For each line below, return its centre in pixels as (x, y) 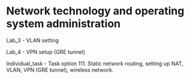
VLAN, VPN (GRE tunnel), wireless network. (60, 69)
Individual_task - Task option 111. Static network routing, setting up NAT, (95, 63)
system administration (64, 24)
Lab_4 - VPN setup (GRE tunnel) (46, 51)
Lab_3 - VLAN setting (32, 40)
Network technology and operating (95, 11)
